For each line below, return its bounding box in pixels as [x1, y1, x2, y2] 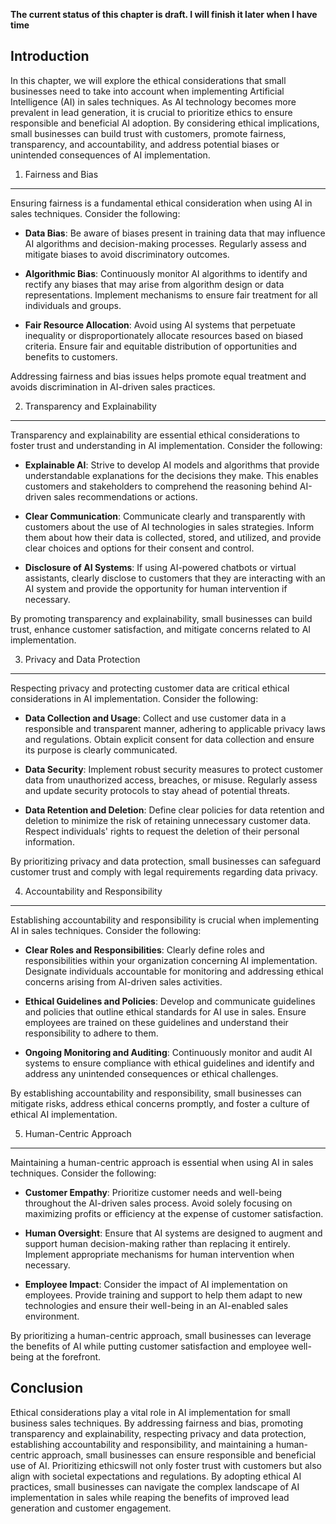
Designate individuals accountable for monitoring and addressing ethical [24, 965, 324, 977]
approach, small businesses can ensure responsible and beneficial [41, 1449, 317, 1461]
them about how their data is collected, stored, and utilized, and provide [24, 531, 322, 543]
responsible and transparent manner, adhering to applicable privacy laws [24, 722, 326, 734]
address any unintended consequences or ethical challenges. [24, 1067, 279, 1079]
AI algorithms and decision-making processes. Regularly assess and [24, 237, 307, 249]
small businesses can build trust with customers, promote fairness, [10, 127, 287, 139]
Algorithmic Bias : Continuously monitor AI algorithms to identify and [24, 267, 308, 279]
